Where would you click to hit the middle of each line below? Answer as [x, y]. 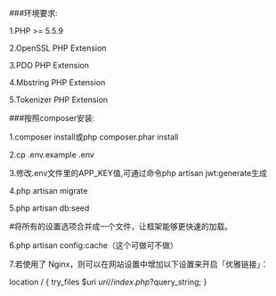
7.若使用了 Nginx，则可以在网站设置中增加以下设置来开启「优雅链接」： [139, 264]
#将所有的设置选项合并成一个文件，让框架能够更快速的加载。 [121, 226]
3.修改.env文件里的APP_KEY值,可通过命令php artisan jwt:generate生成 [138, 173]
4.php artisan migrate [49, 191]
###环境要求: [33, 13]
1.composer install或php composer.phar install [94, 137]
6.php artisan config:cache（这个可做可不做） [93, 245]
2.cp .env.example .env [52, 155]
